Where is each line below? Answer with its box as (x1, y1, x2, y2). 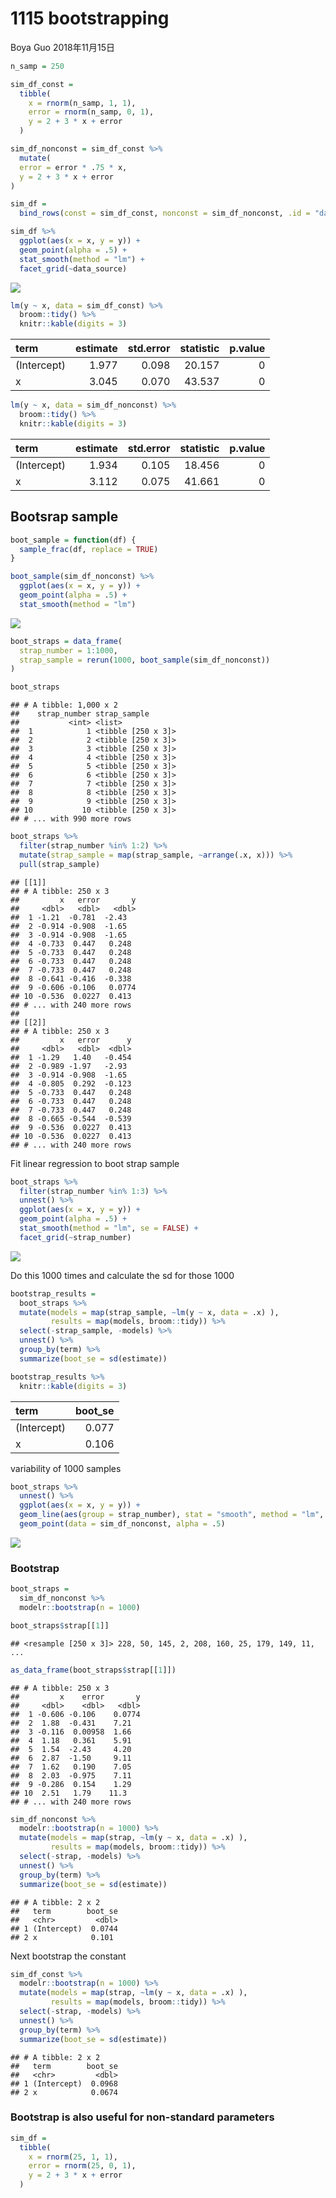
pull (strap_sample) (19, 859, 101, 869)
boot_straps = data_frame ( (10, 636, 123, 646)
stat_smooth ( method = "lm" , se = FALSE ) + (19, 1223, 199, 1233)
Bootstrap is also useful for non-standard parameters (10, 2110, 275, 2124)
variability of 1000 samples (10, 1462, 122, 1474)
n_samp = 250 (10, 61, 65, 71)
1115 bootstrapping (10, 7, 170, 30)
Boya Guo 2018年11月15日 (10, 41, 116, 53)
